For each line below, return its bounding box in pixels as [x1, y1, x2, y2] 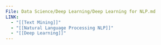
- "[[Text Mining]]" [11, 19, 61, 25]
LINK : [5, 14, 19, 20]
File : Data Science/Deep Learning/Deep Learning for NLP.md [5, 8, 156, 15]
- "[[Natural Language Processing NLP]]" [11, 25, 114, 31]
